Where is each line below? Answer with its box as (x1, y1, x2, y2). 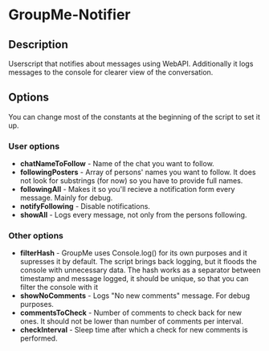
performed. (19, 333, 58, 343)
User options (8, 141, 60, 152)
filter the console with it (19, 283, 99, 292)
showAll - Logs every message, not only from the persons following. (19, 210, 247, 220)
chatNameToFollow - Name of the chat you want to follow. (19, 159, 214, 169)
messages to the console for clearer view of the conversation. (8, 67, 214, 77)
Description (8, 38, 68, 51)
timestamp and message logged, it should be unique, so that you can (19, 274, 249, 284)
